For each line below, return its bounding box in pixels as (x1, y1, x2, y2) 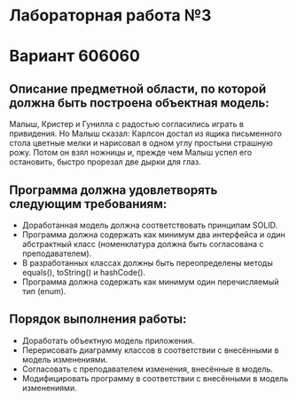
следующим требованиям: (9, 196, 168, 212)
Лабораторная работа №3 (9, 5, 212, 26)
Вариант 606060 (9, 46, 140, 67)
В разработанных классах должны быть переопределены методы (21, 258, 273, 268)
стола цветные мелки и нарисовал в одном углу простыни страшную (9, 138, 273, 148)
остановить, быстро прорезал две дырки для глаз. (9, 156, 202, 167)
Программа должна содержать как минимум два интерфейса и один (21, 229, 285, 240)
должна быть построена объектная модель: (9, 95, 270, 110)
